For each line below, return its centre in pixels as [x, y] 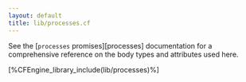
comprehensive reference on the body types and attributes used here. [123, 54]
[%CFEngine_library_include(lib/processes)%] [84, 69]
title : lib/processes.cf [49, 23]
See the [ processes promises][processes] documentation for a [110, 45]
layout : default [35, 16]
